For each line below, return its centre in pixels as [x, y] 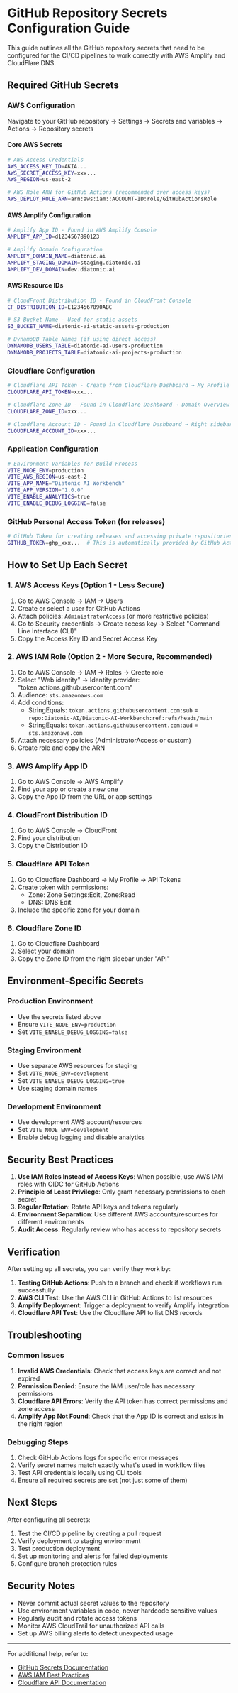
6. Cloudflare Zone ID [45, 928]
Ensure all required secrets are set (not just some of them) [102, 1480]
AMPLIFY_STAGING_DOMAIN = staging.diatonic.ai [74, 263]
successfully [36, 1290]
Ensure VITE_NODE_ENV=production [67, 1024]
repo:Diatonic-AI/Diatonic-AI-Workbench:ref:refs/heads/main [120, 718]
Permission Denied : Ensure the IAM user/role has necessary [106, 1386]
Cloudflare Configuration [51, 371]
